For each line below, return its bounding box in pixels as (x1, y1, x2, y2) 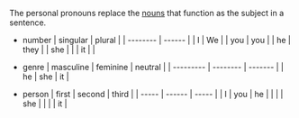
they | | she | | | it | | (22, 44, 96, 55)
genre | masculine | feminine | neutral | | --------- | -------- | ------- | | (22, 62, 285, 72)
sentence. (9, 17, 47, 28)
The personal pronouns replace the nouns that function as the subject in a (9, 8, 285, 18)
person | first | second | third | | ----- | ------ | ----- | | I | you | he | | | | (22, 89, 284, 99)
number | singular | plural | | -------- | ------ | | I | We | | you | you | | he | (22, 35, 291, 45)
